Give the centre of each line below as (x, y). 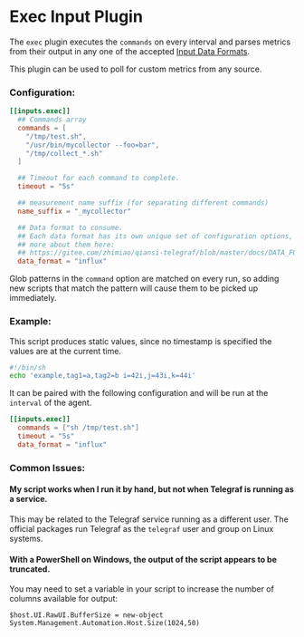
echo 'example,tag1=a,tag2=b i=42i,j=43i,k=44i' (103, 376)
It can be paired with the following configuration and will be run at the (139, 393)
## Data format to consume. (71, 227)
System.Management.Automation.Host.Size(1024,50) (105, 623)
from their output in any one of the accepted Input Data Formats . (130, 51)
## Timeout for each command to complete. (99, 179)
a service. (28, 499)
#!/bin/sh (28, 367)
